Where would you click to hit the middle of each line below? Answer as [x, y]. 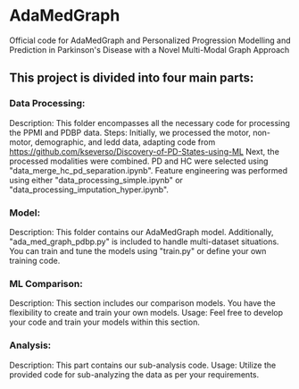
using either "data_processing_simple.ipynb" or [96, 180]
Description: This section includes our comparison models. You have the [142, 303]
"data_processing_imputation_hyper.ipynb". [89, 190]
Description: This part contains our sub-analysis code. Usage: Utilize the [143, 365]
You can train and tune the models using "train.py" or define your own [138, 250]
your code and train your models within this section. [105, 322]
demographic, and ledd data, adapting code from [125, 142]
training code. [35, 260]
